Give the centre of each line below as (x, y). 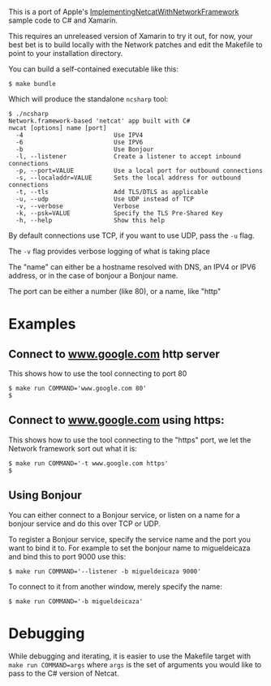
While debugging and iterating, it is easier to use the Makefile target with (130, 656)
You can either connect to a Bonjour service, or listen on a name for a (125, 515)
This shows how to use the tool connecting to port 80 (98, 373)
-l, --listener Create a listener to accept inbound (129, 157)
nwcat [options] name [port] (58, 128)
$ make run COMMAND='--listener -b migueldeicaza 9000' (105, 572)
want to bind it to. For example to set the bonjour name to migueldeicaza (129, 548)
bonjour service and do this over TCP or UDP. (84, 524)
